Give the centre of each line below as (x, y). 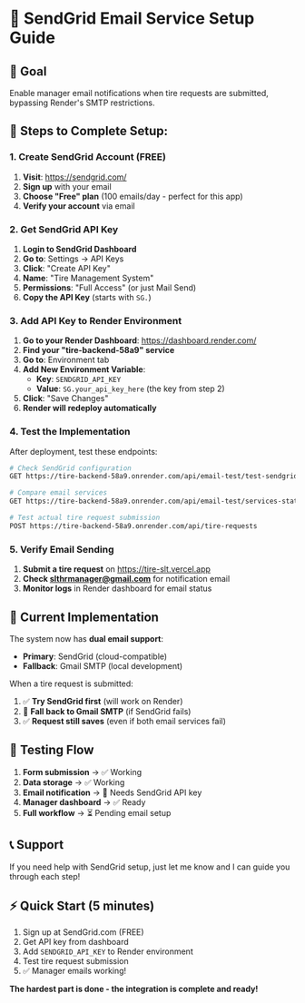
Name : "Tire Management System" (88, 278)
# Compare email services (58, 493)
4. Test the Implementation (70, 432)
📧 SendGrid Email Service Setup (132, 19)
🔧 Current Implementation (84, 617)
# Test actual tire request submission (85, 518)
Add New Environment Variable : (84, 369)
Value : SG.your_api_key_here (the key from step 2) (130, 388)
